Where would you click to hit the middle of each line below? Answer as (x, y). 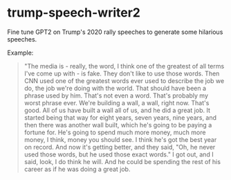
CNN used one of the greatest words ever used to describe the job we (124, 80)
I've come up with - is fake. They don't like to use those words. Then (122, 73)
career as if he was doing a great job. (77, 169)
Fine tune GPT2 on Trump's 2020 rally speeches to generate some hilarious (115, 32)
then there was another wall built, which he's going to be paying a (118, 125)
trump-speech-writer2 (74, 13)
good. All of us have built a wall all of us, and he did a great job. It (117, 110)
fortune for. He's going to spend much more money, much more (115, 132)
